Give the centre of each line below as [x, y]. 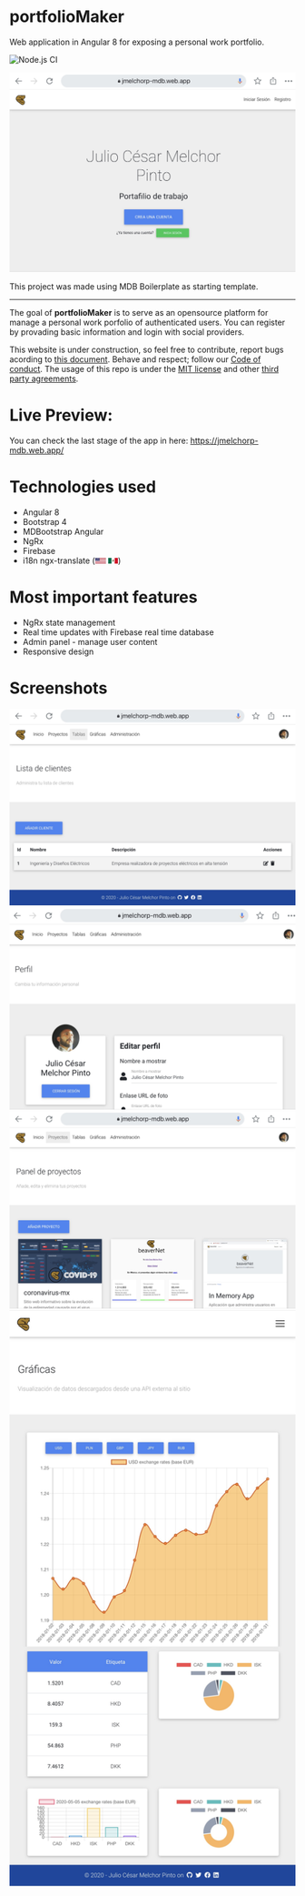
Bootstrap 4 [44, 521]
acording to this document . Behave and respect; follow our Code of [135, 359]
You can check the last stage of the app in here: [99, 440]
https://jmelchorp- [224, 440]
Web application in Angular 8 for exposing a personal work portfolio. [137, 42]
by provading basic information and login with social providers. [127, 332]
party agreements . [44, 378]
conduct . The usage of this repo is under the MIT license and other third [144, 368]
